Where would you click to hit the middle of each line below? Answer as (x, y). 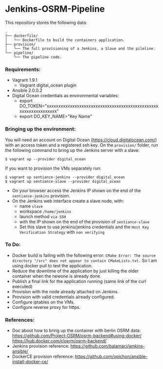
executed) (22, 286)
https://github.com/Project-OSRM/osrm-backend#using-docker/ (77, 336)
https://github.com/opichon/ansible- (111, 357)
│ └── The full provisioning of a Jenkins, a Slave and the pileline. (80, 48)
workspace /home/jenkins (45, 211)
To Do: (13, 244)
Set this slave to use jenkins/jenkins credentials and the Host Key (84, 227)
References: (20, 320)
